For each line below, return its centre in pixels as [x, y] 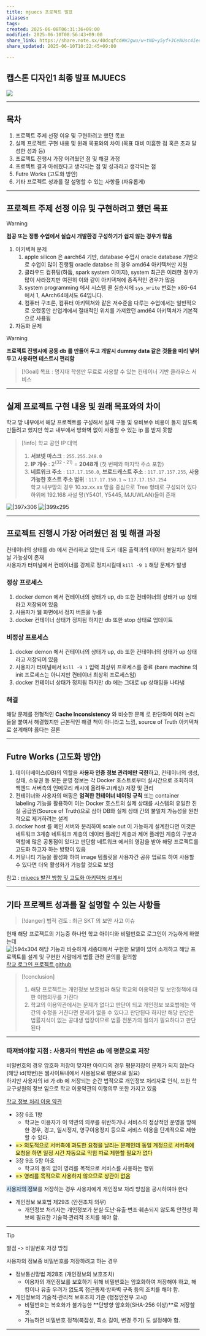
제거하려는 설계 [50, 819]
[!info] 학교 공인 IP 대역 [49, 443]
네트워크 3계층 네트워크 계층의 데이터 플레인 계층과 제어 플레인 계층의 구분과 [106, 834]
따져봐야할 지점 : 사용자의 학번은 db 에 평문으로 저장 [78, 1051]
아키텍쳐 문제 [31, 249]
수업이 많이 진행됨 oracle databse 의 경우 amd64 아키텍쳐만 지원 [109, 265]
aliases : [17, 18]
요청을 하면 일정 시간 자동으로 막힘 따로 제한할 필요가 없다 [84, 1153]
